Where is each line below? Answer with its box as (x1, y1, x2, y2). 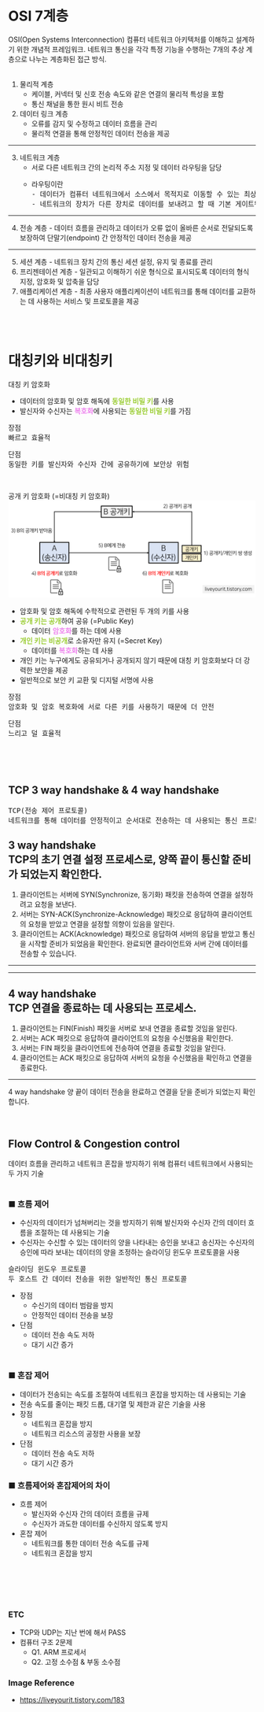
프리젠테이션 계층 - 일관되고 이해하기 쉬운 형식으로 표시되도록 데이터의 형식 (19, 267, 250, 276)
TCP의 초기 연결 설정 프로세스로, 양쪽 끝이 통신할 (8, 852, 230, 866)
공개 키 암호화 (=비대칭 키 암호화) (8, 491, 110, 501)
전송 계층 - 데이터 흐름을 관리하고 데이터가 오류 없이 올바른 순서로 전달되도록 (19, 223, 254, 232)
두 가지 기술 (8, 1169, 45, 1178)
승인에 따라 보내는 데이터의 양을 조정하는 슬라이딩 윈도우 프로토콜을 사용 (19, 1248, 240, 1257)
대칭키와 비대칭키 (8, 352, 113, 370)
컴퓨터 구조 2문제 (19, 1638, 73, 1647)
